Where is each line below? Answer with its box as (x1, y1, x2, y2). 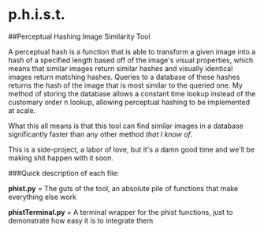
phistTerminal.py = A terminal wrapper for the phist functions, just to (8, 207, 233, 216)
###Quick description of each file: (8, 168, 120, 178)
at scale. (8, 105, 36, 115)
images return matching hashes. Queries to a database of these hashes (8, 72, 240, 81)
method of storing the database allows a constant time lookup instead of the (8, 88, 256, 98)
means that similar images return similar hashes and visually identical (8, 63, 233, 73)
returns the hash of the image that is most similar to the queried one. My (8, 81, 243, 90)
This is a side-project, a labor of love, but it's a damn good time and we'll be (8, 145, 255, 154)
